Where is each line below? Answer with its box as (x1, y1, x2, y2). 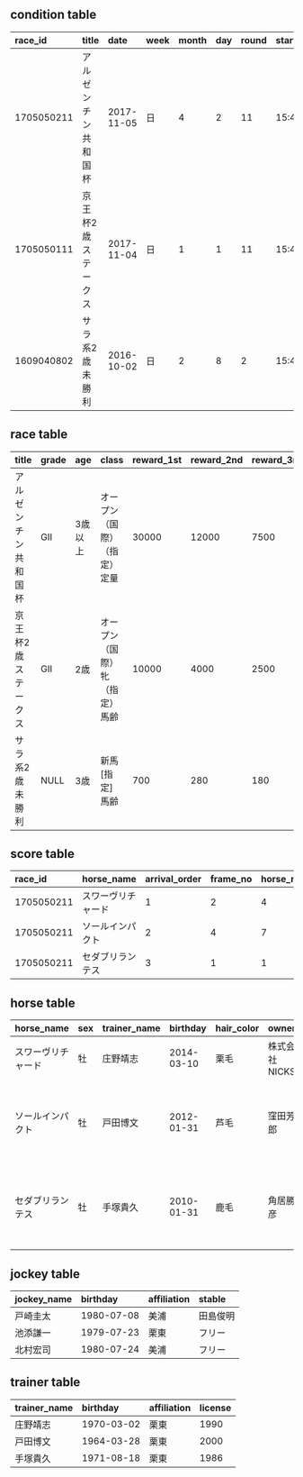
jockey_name (14, 1293, 73, 1306)
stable (198, 1293, 227, 1306)
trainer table (10, 1374, 81, 1390)
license (199, 1401, 232, 1414)
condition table (10, 7, 97, 23)
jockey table (10, 1266, 80, 1281)
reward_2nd (190, 453, 244, 466)
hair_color (215, 1022, 260, 1035)
